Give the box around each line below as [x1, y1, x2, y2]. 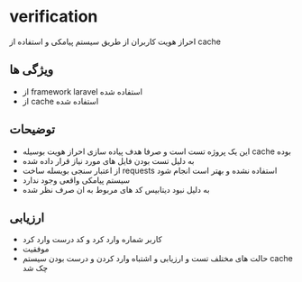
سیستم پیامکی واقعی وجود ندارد [22, 174, 131, 186]
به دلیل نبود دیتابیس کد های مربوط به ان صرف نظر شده [22, 184, 210, 195]
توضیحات [9, 122, 56, 137]
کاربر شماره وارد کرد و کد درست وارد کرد [22, 234, 162, 245]
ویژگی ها [9, 62, 54, 77]
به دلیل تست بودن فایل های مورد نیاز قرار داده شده [22, 155, 195, 166]
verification [9, 6, 98, 27]
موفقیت [22, 243, 50, 254]
